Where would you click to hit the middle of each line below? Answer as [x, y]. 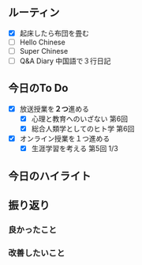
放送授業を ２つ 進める [54, 108]
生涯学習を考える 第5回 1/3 [75, 149]
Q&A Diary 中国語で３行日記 [65, 61]
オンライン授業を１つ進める [65, 138]
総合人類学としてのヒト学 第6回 [83, 129]
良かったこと [33, 229]
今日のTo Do [38, 88]
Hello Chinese [42, 42]
